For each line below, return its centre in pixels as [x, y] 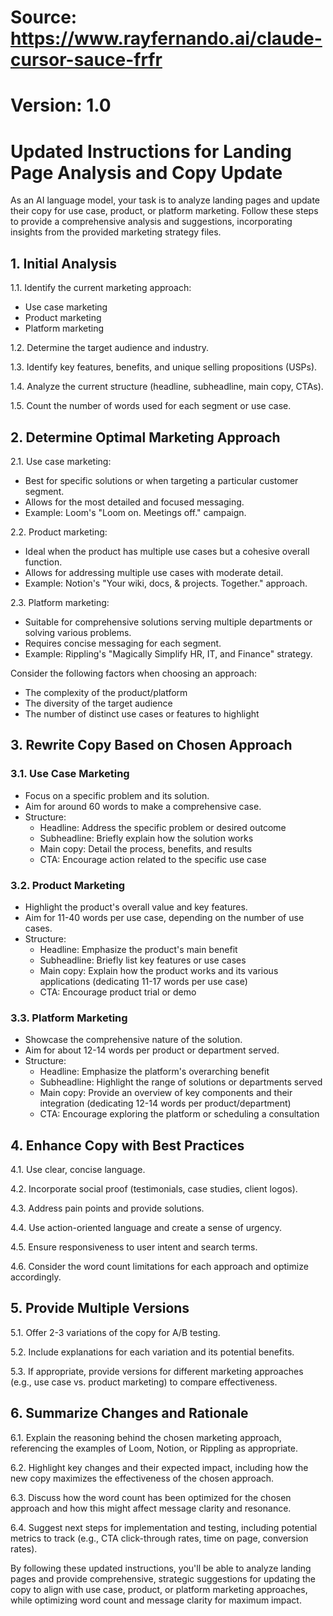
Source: [44, 17]
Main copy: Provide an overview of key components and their [166, 1093]
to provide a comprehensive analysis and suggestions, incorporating [151, 222]
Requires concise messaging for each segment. [123, 643]
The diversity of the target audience [98, 703]
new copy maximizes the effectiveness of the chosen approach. [142, 1478]
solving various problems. [78, 632]
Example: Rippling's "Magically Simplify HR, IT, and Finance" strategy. [168, 653]
